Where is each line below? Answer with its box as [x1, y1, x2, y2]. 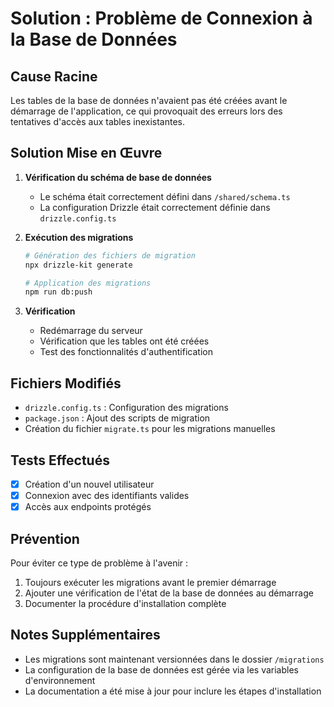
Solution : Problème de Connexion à [10, 7, 313, 30]
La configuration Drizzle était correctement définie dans [39, 201, 271, 213]
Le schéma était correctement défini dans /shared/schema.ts [39, 190, 291, 202]
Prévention [10, 530, 80, 547]
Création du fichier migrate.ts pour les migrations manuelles [24, 423, 276, 435]
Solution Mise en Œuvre [10, 145, 163, 162]
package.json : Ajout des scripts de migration [24, 412, 211, 424]
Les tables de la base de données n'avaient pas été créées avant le [10, 95, 288, 106]
